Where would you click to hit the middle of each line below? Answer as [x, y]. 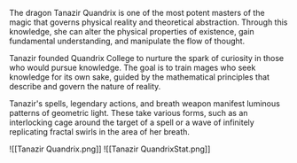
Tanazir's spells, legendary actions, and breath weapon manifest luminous [145, 104]
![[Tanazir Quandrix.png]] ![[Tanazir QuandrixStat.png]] [110, 149]
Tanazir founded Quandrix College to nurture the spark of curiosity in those [147, 58]
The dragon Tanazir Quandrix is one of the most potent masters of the [137, 13]
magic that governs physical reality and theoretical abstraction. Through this [148, 22]
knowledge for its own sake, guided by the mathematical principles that [140, 77]
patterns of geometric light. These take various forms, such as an [129, 113]
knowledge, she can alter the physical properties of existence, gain [132, 31]
